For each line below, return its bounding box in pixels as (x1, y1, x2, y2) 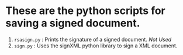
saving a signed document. (5, 16, 140, 30)
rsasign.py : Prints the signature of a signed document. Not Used (13, 36, 172, 43)
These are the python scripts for (5, 4, 166, 18)
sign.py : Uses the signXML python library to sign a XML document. (13, 42, 178, 49)
